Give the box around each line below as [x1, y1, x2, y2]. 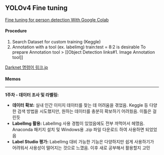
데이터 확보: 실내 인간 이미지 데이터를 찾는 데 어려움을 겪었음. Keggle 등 [12, 102, 148, 108]
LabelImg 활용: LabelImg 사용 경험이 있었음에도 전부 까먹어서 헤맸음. [12, 120, 145, 126]
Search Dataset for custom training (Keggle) [12, 39, 101, 45]
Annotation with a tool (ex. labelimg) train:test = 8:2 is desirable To [12, 44, 146, 50]
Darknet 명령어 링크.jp [5, 64, 48, 70]
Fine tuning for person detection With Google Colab [5, 17, 109, 22]
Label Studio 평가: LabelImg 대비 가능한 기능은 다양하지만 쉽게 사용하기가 [12, 139, 154, 145]
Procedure [5, 28, 27, 34]
